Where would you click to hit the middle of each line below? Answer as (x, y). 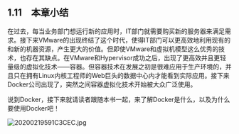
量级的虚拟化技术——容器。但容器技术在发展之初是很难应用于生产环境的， (116, 67)
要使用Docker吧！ (34, 108)
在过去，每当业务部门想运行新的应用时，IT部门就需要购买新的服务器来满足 (116, 31)
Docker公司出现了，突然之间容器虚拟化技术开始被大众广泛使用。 (102, 84)
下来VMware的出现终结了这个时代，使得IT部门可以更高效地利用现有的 (128, 40)
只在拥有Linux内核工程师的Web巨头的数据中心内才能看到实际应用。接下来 (121, 75)
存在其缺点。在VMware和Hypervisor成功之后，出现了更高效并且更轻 (126, 57)
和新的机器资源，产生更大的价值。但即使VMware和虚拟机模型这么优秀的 (113, 49)
